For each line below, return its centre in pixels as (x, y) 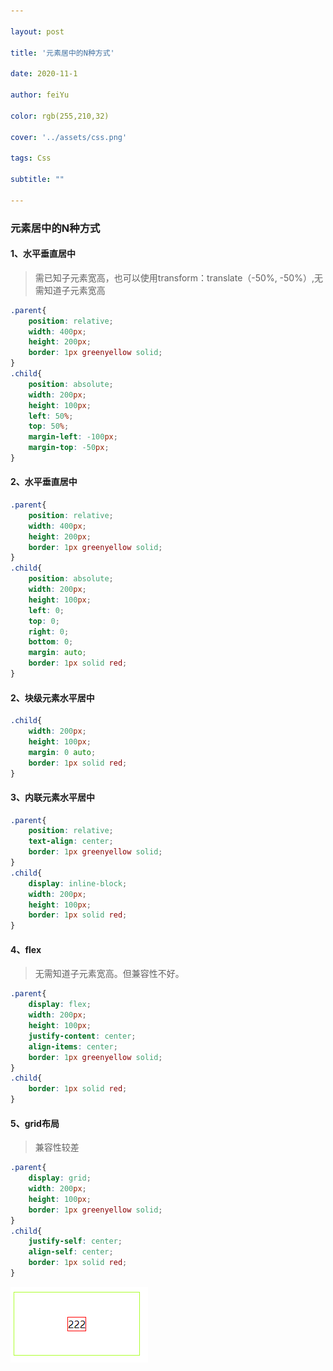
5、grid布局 (35, 1123)
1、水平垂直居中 (43, 254)
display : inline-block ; (78, 883)
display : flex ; (60, 1005)
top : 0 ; (44, 621)
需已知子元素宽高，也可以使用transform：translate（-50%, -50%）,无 (178, 277)
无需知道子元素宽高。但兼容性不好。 (109, 974)
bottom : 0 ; (51, 642)
